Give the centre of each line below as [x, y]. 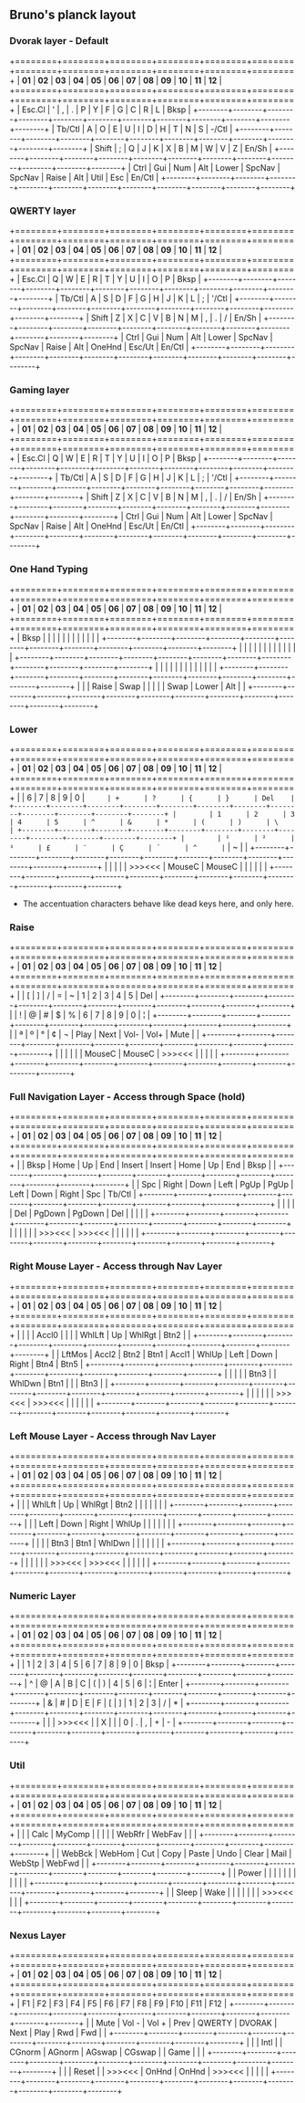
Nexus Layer [38, 1935]
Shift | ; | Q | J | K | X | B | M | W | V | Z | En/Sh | [183, 148]
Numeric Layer [43, 1596]
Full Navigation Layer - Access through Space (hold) [127, 1097]
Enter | [171, 1684]
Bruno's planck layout [73, 15]
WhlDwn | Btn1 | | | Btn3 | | [59, 1383]
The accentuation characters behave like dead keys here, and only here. [158, 904]
